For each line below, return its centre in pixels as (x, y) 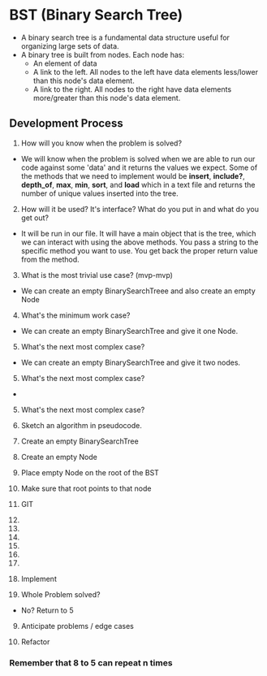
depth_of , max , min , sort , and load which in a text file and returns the (138, 184)
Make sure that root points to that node (86, 488)
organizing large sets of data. (70, 45)
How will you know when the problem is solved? (101, 143)
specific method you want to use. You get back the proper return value (139, 250)
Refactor (35, 641)
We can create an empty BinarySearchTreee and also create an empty (138, 291)
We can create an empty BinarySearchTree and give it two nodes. (131, 362)
